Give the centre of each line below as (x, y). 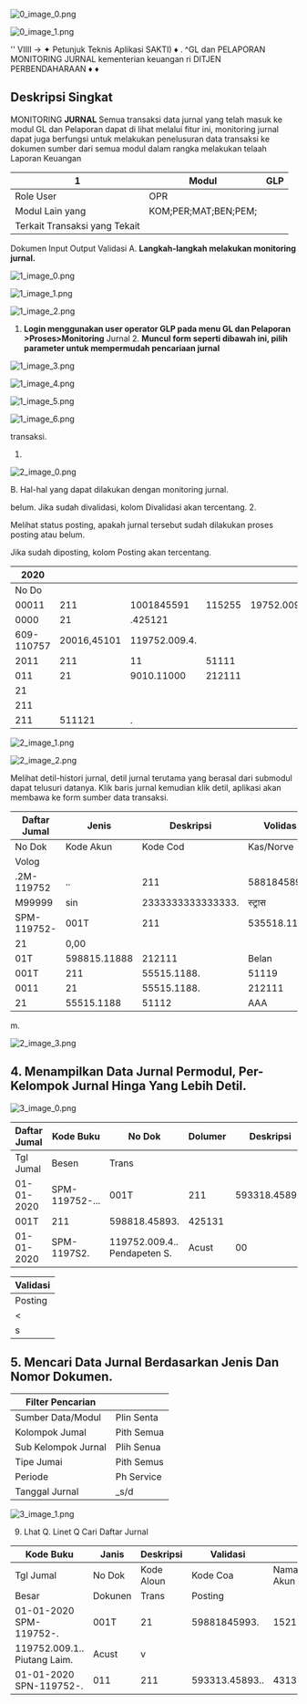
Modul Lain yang (51, 211)
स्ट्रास (257, 902)
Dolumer (207, 1136)
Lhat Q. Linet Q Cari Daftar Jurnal (86, 1532)
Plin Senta (137, 1418)
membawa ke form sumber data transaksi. (90, 797)
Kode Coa (213, 1575)
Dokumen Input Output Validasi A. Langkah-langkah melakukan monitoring (153, 248)
